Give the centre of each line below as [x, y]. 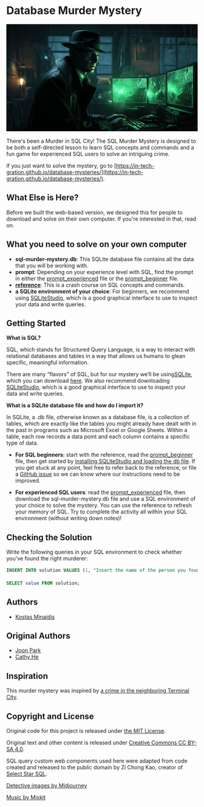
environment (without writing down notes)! [68, 518]
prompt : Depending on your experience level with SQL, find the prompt [104, 272]
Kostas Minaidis [35, 617]
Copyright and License [50, 716]
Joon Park [28, 650]
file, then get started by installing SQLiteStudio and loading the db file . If [105, 461]
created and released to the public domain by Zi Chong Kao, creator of [95, 768]
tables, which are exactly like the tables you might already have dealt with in [101, 424]
